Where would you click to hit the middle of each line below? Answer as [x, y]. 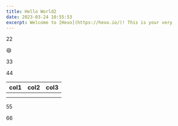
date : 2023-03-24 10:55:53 [39, 17]
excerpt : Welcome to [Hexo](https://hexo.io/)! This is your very [89, 22]
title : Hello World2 [32, 11]
